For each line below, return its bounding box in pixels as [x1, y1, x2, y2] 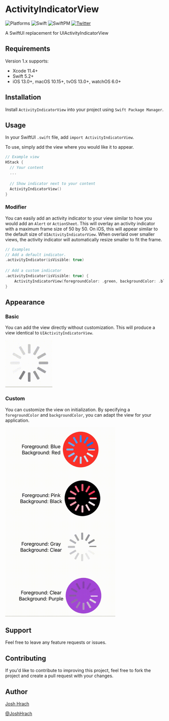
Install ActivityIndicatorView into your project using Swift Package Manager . [5, 106, 164, 112]
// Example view [5, 155, 39, 160]
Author [5, 687, 28, 696]
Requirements [5, 44, 50, 53]
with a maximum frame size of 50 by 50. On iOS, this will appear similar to [5, 226, 158, 232]
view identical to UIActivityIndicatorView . [5, 330, 94, 336]
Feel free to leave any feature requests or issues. [5, 639, 107, 645]
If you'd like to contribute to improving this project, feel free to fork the [5, 668, 151, 674]
